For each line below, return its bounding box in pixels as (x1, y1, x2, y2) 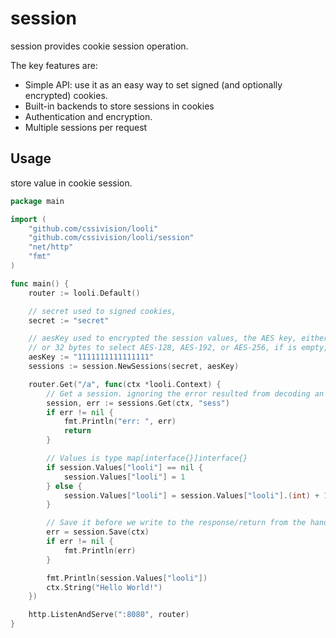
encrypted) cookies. (24, 89, 108, 101)
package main (10, 196, 65, 206)
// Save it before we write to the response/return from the (46, 518, 307, 528)
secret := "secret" (28, 315, 110, 326)
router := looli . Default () (28, 288, 141, 298)
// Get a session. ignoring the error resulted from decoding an (46, 388, 325, 399)
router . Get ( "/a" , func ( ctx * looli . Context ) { (28, 379, 222, 389)
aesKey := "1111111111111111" (28, 352, 155, 362)
